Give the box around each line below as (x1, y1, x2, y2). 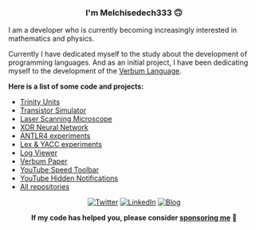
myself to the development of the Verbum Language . (8, 66, 182, 76)
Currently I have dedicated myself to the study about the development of (8, 50, 247, 59)
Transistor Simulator (19, 105, 86, 115)
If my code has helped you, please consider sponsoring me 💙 (30, 213, 238, 223)
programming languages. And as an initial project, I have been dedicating (8, 57, 249, 67)
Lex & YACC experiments (19, 140, 102, 149)
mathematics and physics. (8, 34, 94, 43)
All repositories (19, 182, 70, 192)
